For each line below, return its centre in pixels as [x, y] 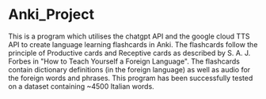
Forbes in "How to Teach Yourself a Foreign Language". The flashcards [124, 61]
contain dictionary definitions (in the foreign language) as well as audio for [129, 69]
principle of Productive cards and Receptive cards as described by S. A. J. [129, 53]
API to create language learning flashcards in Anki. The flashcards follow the [133, 44]
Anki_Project [51, 15]
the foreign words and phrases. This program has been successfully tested [131, 78]
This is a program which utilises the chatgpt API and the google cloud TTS [129, 36]
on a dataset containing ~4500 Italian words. [81, 86]
